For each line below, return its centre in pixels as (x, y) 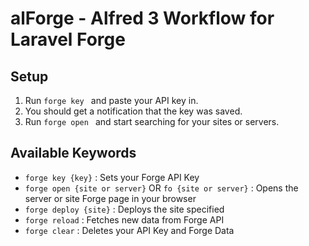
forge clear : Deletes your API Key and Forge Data (129, 230)
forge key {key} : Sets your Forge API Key (112, 177)
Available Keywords (73, 153)
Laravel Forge (68, 39)
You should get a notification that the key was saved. (133, 111)
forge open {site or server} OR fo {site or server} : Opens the (161, 188)
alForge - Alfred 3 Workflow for (142, 18)
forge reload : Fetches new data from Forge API (124, 219)
